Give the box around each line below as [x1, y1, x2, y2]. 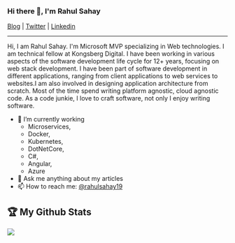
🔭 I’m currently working [17, 115, 85, 124]
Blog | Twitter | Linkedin [7, 22, 76, 31]
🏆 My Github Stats [7, 206, 92, 218]
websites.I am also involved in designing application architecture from [7, 80, 208, 88]
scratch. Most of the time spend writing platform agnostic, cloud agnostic [7, 87, 219, 95]
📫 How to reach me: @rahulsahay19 [17, 182, 123, 191]
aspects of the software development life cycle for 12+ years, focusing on [7, 57, 220, 66]
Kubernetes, [27, 138, 64, 146]
